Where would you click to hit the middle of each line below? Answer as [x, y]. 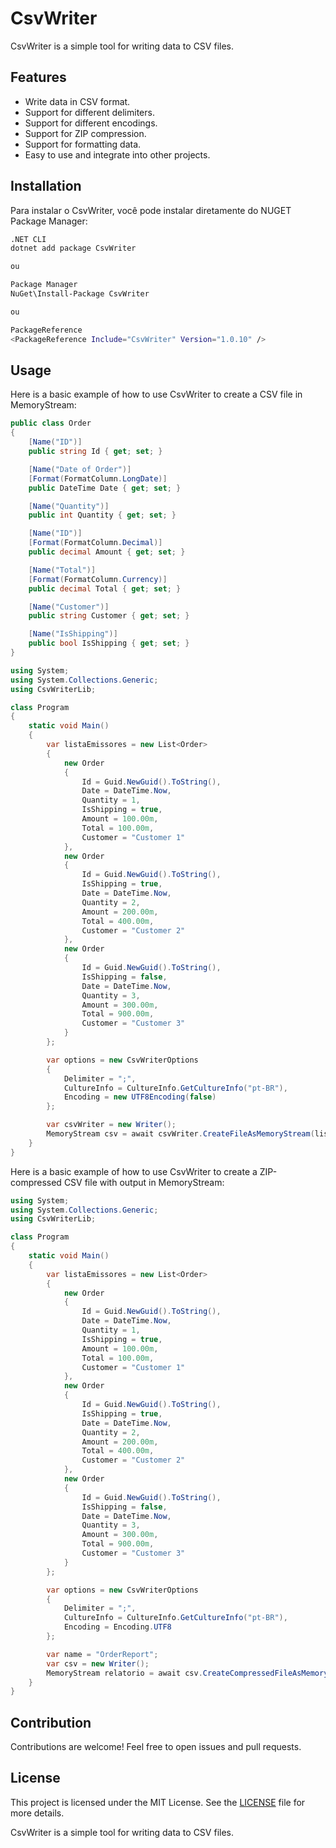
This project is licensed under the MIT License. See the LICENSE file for [158, 1802]
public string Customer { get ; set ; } [109, 616]
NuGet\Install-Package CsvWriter [80, 294]
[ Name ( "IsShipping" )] [73, 634]
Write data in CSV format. [77, 101]
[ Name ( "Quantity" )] [69, 506]
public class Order [51, 423]
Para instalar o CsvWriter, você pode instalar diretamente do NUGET [151, 210]
